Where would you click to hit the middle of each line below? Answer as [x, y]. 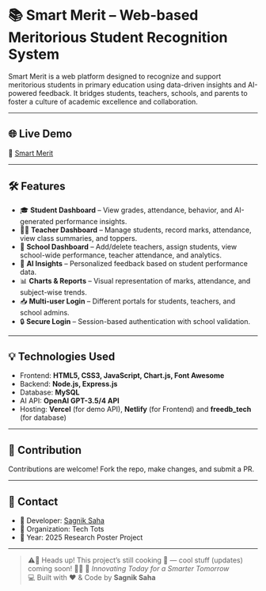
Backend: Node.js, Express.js [68, 384]
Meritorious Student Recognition [118, 38]
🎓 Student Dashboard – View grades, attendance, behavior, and [126, 210]
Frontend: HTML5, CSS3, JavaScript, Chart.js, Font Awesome [122, 376]
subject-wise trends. [53, 292]
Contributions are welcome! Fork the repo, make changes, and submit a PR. [131, 469]
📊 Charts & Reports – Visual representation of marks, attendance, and [135, 280]
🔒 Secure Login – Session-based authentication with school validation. [135, 321]
